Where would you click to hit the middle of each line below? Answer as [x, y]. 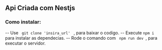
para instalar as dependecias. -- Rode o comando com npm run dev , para [81, 38]
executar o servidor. [25, 43]
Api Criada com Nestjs [40, 8]
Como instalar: [23, 22]
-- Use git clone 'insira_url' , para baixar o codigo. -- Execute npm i [80, 33]
